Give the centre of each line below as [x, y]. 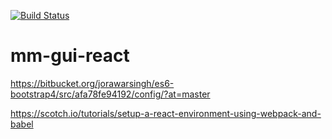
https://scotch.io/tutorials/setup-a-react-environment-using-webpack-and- [166, 113]
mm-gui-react [70, 56]
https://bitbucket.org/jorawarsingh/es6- [92, 83]
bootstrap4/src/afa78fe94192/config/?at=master [110, 94]
